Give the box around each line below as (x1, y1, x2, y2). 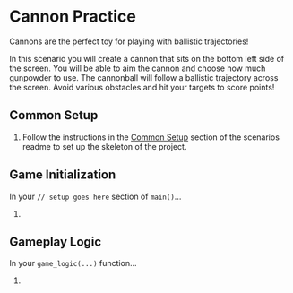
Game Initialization (9, 168, 116, 183)
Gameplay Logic (9, 234, 102, 249)
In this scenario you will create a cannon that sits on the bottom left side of (9, 53, 285, 64)
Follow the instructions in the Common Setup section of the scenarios (22, 132, 280, 142)
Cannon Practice (9, 6, 136, 27)
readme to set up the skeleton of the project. (22, 141, 187, 151)
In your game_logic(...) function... (9, 258, 137, 269)
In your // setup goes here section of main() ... (9, 191, 182, 202)
